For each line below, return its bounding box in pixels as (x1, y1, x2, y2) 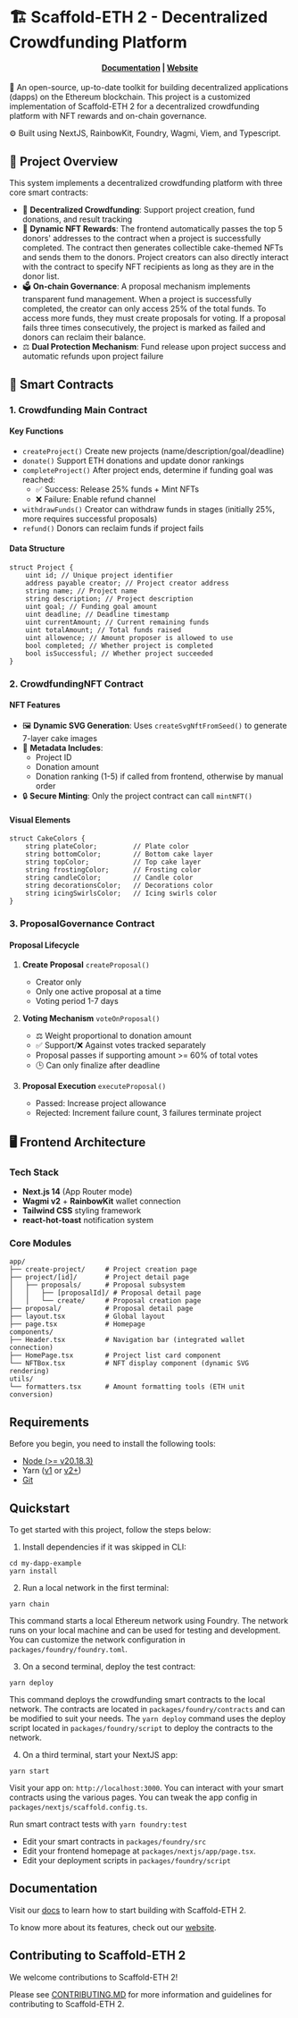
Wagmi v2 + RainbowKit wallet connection (21, 1195, 181, 1207)
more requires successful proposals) (21, 513, 158, 524)
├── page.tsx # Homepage (9, 1320, 145, 1329)
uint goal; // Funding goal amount (25, 602, 158, 611)
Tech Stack (9, 1166, 60, 1178)
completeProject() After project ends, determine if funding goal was (21, 464, 274, 475)
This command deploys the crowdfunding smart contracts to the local (9, 1693, 266, 1704)
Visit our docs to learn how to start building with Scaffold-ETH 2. (9, 1904, 247, 1915)
